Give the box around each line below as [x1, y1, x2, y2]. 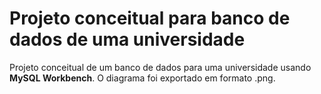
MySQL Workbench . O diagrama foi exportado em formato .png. [9, 72, 276, 84]
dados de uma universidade [9, 28, 246, 51]
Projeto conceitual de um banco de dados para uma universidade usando [9, 61, 312, 73]
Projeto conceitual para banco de [9, 7, 291, 30]
